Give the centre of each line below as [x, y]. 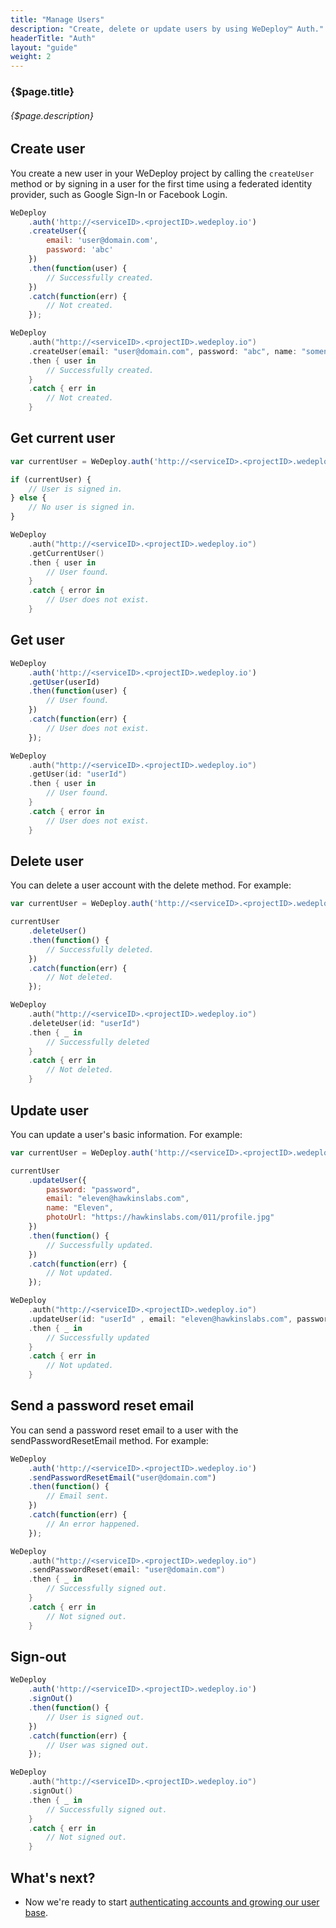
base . [36, 1912]
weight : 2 [31, 57]
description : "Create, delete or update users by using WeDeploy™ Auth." [167, 29]
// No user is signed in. [82, 507]
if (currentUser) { [51, 479]
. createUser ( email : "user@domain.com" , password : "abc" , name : [163, 351]
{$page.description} [52, 115]
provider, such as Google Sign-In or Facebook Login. [119, 194]
